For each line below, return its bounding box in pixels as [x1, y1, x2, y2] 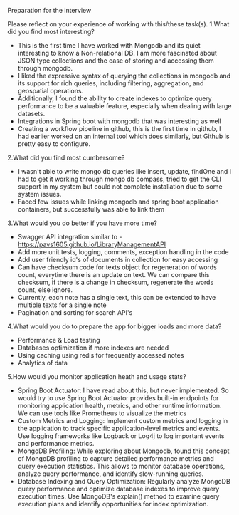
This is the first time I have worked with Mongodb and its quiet [17, 41, 201, 49]
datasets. [17, 110, 46, 118]
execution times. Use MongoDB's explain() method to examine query [17, 492, 220, 501]
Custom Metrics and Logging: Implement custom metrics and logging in [17, 417, 228, 425]
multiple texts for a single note [17, 301, 107, 309]
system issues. [17, 190, 62, 198]
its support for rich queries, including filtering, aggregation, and [17, 79, 204, 88]
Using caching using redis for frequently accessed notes [17, 351, 184, 359]
